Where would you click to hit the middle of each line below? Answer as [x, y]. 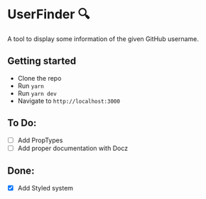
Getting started [42, 61]
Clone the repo [39, 78]
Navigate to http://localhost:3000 [69, 101]
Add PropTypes [40, 140]
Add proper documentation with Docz [73, 148]
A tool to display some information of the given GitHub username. [103, 39]
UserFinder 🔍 [49, 15]
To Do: [22, 123]
